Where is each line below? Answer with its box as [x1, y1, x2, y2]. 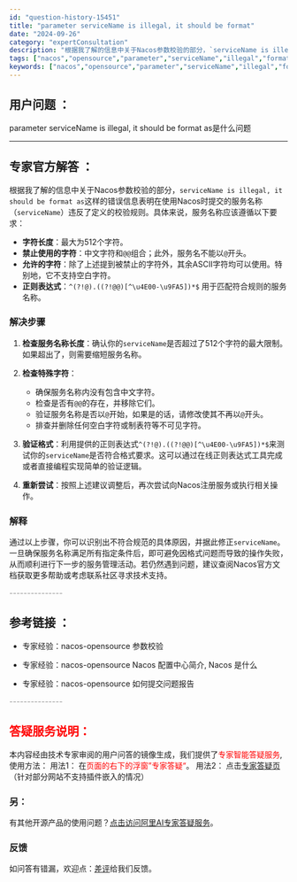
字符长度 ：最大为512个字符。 [21, 236, 128, 247]
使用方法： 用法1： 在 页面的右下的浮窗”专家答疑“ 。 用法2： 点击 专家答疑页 [9, 760, 281, 770]
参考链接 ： [9, 615, 71, 631]
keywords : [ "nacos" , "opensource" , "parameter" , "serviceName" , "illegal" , [9, 63, 278, 72]
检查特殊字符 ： [21, 367, 77, 378]
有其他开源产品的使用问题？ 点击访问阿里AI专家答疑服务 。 [9, 817, 218, 828]
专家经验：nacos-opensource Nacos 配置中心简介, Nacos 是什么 [21, 659, 258, 669]
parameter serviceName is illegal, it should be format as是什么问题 [9, 122, 252, 133]
